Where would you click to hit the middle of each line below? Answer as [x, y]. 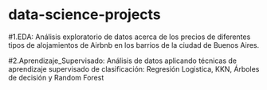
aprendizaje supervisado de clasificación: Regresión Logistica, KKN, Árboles [134, 68]
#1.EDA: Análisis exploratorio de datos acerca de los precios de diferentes [130, 37]
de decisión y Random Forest [56, 77]
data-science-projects [84, 15]
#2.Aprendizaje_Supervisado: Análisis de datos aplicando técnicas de [123, 61]
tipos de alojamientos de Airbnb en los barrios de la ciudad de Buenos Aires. [134, 45]
